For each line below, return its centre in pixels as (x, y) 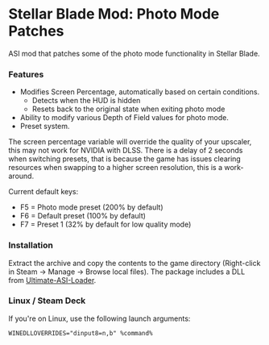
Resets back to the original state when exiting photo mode (128, 109)
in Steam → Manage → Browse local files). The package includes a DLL (127, 272)
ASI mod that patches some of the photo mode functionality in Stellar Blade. (134, 53)
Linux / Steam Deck (47, 301)
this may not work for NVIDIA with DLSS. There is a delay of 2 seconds (126, 151)
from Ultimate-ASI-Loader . (52, 280)
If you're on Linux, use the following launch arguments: (99, 318)
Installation (31, 245)
